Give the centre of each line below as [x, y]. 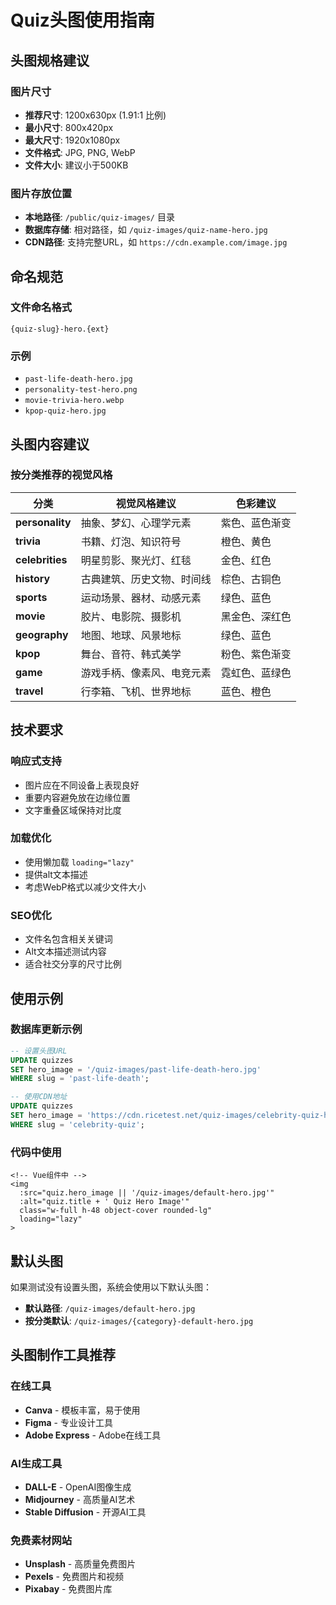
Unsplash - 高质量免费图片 [80, 1564]
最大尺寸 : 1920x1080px [72, 140]
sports [31, 597]
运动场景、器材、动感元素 [141, 598]
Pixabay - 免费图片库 [68, 1589]
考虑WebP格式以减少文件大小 [85, 887]
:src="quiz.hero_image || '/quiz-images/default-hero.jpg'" [147, 1193]
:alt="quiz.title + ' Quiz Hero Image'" [104, 1202]
